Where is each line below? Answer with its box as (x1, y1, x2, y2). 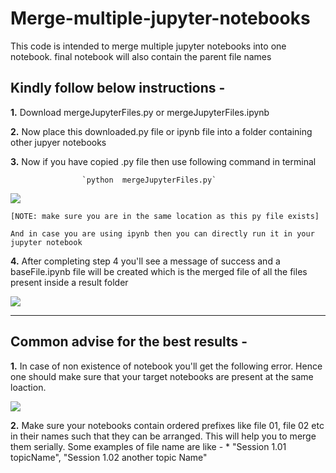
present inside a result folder (10, 276, 129, 288)
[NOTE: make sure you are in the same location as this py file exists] (10, 211, 320, 221)
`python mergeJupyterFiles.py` (81, 175, 217, 185)
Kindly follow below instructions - (10, 80, 226, 97)
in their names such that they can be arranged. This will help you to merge (10, 430, 317, 442)
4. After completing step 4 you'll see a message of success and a (10, 255, 281, 267)
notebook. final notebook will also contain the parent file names (10, 50, 272, 62)
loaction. (10, 381, 47, 393)
